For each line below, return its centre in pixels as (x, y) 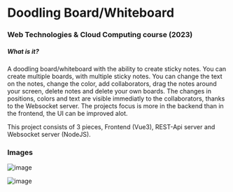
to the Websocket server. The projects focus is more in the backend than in (115, 106)
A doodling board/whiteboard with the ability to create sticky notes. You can (117, 69)
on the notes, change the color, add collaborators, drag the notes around (112, 84)
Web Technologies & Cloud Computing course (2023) (100, 35)
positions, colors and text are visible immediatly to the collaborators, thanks (116, 98)
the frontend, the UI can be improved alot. (68, 114)
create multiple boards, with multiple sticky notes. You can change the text (115, 76)
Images (20, 153)
